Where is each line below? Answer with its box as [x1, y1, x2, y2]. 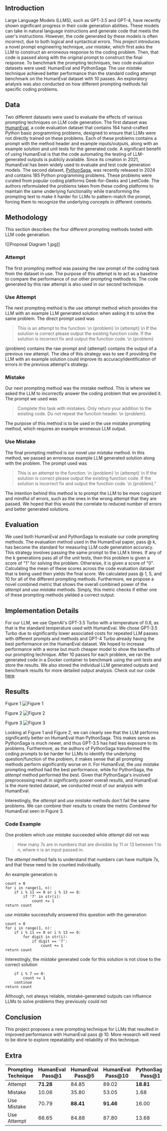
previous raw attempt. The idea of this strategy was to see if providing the [5, 351, 157, 357]
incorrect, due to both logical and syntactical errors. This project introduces [5, 38, 160, 44]
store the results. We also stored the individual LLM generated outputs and [5, 662, 158, 668]
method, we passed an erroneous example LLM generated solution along [5, 455, 155, 461]
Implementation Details [5, 606, 79, 615]
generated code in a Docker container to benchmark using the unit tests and [5, 657, 162, 663]
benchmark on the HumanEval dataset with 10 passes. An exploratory [5, 75, 148, 81]
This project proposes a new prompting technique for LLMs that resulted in [5, 1026, 159, 1032]
